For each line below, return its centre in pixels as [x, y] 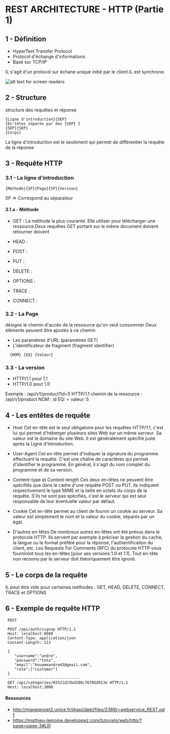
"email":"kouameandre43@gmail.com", [53, 665]
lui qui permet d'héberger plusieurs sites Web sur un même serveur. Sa [87, 433]
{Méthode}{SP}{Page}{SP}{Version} [42, 188]
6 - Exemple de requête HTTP [53, 609]
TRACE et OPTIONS [26, 592]
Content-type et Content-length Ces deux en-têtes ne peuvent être [83, 480]
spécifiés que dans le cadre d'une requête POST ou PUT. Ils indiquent [86, 485]
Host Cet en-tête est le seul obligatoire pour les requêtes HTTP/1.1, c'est [88, 428]
